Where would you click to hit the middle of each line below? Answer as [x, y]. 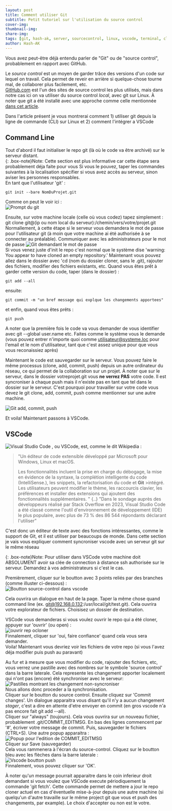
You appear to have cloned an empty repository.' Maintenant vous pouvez [83, 255]
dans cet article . [22, 106]
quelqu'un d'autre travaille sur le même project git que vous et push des [81, 798]
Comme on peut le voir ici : [34, 202]
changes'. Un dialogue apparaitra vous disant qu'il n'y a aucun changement [85, 700]
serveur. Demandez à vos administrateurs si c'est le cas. [65, 568]
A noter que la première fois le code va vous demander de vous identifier [82, 328]
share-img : [17, 34]
